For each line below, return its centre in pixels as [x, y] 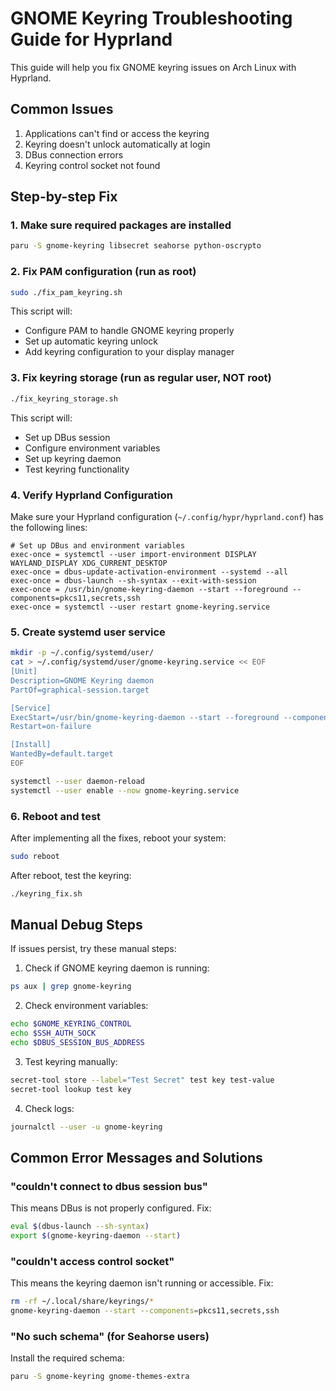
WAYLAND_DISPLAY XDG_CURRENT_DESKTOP [89, 563]
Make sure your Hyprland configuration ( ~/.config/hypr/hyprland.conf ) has [167, 516]
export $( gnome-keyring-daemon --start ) [96, 1236]
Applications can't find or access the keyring [117, 133]
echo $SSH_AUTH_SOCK [53, 1033]
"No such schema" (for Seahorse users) [110, 1337]
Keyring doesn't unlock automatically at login [117, 144]
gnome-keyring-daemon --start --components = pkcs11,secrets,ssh [145, 1311]
